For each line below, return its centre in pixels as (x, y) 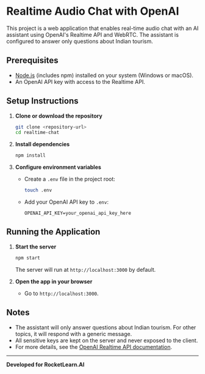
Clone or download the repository (59, 116)
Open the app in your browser (54, 281)
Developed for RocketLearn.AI (45, 364)
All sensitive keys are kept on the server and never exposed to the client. (106, 340)
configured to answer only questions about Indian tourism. (80, 41)
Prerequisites (32, 60)
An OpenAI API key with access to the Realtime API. (80, 81)
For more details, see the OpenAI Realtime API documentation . (94, 346)
